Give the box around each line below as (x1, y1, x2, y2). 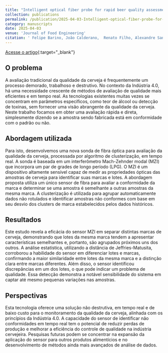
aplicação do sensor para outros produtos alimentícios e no (5, 337, 128, 343)
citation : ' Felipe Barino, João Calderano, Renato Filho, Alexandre (5, 36, 155, 41)
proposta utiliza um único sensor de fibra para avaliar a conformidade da (5, 179, 155, 186)
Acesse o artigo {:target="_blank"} (5, 49, 75, 55)
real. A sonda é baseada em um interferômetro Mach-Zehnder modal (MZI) (5, 158, 160, 164)
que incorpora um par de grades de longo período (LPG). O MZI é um (5, 164, 148, 170)
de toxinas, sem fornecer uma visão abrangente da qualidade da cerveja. (5, 103, 156, 109)
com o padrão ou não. (5, 120, 51, 126)
